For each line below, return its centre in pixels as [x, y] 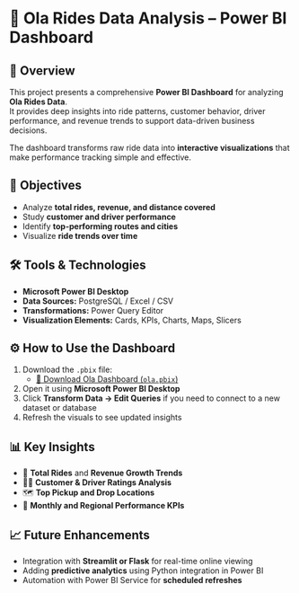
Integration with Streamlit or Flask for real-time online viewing [137, 562]
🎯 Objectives [46, 186]
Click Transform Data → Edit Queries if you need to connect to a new [151, 398]
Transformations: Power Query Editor [93, 310]
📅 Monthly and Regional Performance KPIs [103, 506]
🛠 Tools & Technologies [78, 266]
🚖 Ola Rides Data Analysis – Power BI [148, 18]
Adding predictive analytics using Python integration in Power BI [143, 571]
